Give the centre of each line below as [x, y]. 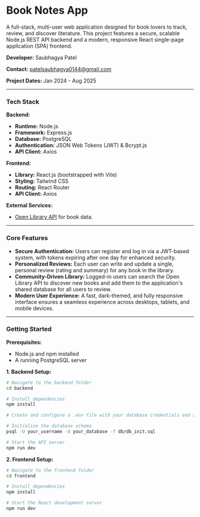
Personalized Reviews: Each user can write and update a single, [94, 264]
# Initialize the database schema [49, 426]
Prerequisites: [24, 342]
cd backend [20, 388]
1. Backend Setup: [29, 371]
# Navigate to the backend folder [49, 383]
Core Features [27, 238]
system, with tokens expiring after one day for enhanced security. [95, 257]
